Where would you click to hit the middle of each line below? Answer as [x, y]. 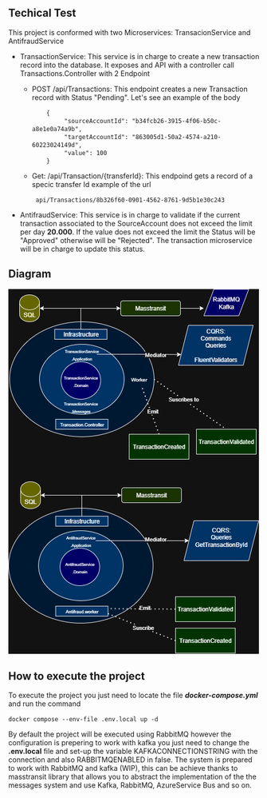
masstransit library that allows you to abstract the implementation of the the [132, 777]
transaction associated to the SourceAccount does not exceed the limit [136, 223]
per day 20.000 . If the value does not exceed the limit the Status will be [137, 232]
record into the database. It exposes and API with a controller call [127, 65]
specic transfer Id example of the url [91, 184]
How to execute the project [77, 676]
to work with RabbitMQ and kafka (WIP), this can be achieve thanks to [123, 768]
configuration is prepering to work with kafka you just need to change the [129, 743]
